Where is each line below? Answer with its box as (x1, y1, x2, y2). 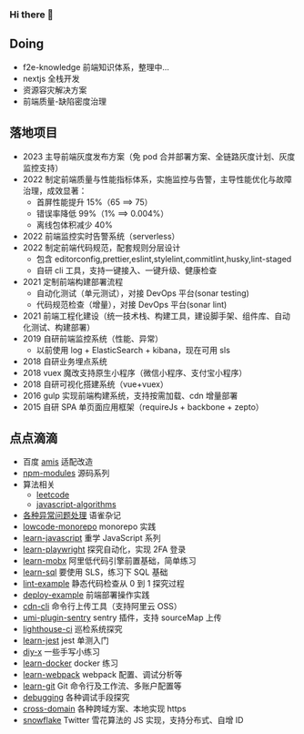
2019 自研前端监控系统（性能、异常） (22, 332, 164, 344)
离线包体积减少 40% (35, 219, 114, 230)
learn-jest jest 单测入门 (22, 635, 109, 646)
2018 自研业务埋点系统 (22, 355, 107, 367)
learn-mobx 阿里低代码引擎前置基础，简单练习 (22, 556, 198, 566)
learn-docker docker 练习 (22, 658, 118, 668)
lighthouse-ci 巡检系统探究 (22, 624, 123, 635)
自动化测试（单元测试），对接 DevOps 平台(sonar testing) (35, 287, 250, 299)
